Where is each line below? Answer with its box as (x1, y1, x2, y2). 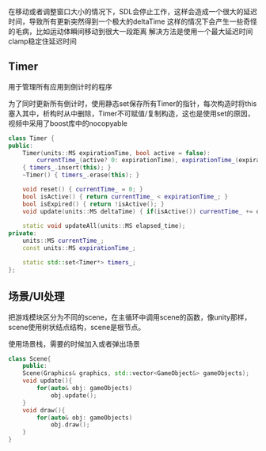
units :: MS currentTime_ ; (22, 237, 104, 245)
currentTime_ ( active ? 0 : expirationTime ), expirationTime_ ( (36, 157, 239, 165)
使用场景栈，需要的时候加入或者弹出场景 (8, 339, 140, 348)
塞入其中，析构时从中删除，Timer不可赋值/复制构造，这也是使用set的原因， (8, 108, 255, 118)
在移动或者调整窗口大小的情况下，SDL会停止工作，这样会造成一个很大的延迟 (8, 7, 257, 16)
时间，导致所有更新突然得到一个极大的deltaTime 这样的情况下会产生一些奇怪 (8, 17, 257, 26)
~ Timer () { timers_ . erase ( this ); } (22, 171, 140, 180)
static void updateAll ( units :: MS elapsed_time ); (22, 222, 186, 230)
